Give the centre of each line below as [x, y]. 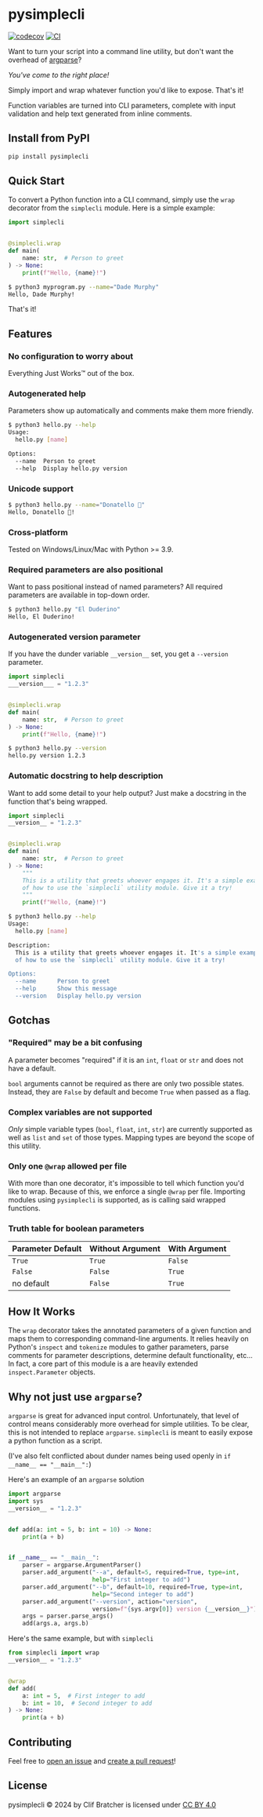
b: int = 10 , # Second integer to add [87, 1703]
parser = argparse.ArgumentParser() [82, 1565]
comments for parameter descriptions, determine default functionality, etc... [130, 1355]
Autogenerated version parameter [74, 637]
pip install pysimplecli [49, 156]
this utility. [25, 1146]
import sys [26, 1501]
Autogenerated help [47, 394]
